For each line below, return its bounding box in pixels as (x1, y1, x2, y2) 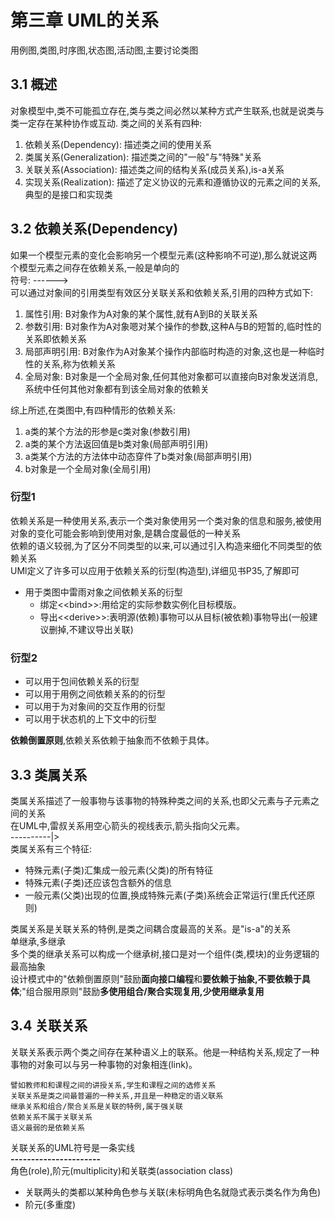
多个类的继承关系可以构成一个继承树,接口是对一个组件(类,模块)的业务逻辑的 (10, 947, 320, 960)
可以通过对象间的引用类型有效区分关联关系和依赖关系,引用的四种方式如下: (10, 286, 314, 298)
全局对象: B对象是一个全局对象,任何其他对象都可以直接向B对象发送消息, (24, 370, 319, 382)
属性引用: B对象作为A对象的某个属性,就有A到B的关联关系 (24, 307, 258, 320)
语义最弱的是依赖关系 (10, 1122, 85, 1133)
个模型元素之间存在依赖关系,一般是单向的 (10, 261, 180, 273)
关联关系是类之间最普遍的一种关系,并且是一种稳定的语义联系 (10, 1091, 224, 1101)
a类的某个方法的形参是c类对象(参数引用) (24, 425, 191, 437)
